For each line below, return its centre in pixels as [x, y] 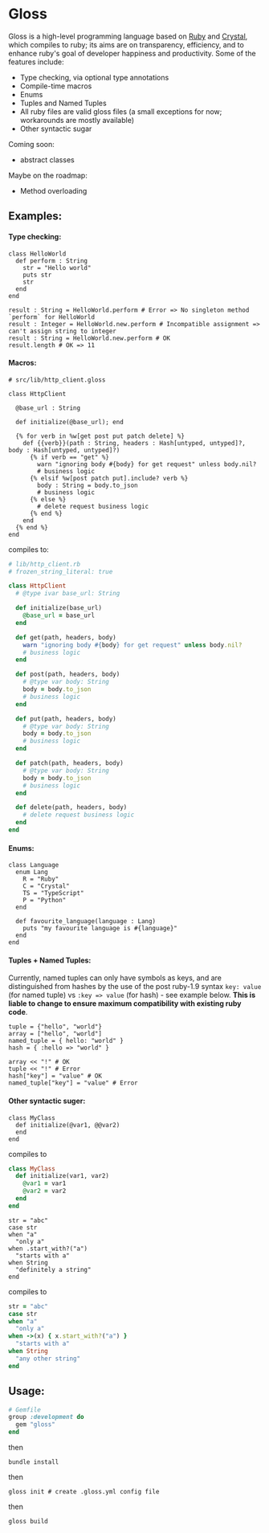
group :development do [46, 1417]
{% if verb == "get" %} [69, 457]
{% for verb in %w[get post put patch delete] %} [100, 436]
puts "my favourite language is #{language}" [100, 929]
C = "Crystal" [46, 886]
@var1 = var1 [45, 1183]
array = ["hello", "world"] [55, 1034]
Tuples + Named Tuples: [50, 960]
